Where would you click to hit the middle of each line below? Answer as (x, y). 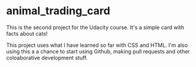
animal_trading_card (58, 11)
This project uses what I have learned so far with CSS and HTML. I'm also (97, 45)
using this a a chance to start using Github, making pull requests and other (98, 51)
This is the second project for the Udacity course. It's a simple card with (95, 27)
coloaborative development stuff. (47, 58)
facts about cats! (27, 33)
